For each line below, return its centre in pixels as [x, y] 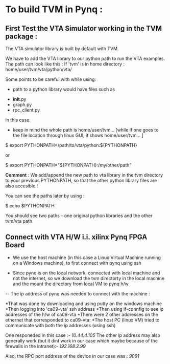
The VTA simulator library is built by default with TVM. [62, 49]
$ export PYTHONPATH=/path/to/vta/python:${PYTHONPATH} [71, 145]
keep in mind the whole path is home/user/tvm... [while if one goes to [86, 130]
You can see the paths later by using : [45, 196]
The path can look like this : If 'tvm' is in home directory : [65, 64]
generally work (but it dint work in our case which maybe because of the [82, 340]
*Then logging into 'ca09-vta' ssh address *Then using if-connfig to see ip [84, 309]
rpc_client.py [26, 110]
